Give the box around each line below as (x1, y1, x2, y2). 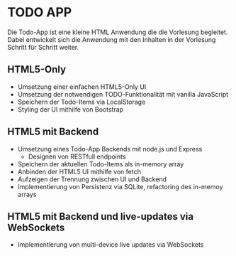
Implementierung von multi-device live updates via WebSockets (17, 240, 204, 249)
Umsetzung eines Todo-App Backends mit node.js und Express (17, 144, 203, 153)
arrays (17, 190, 37, 198)
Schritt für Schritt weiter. (7, 43, 79, 51)
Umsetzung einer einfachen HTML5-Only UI (17, 82, 147, 91)
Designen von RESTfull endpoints (28, 152, 126, 161)
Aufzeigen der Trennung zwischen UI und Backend (17, 175, 167, 183)
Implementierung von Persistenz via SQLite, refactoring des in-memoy (17, 182, 223, 191)
